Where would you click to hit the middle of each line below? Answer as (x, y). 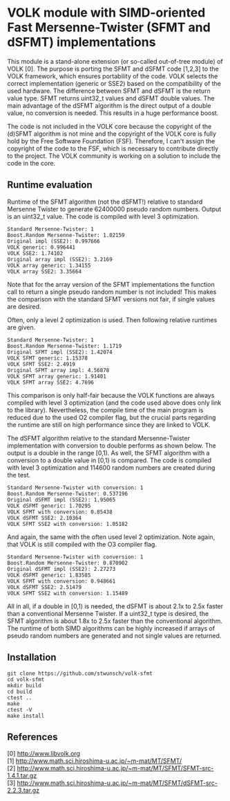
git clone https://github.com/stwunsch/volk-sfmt (80, 674)
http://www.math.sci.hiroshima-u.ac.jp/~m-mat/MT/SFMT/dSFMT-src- (117, 783)
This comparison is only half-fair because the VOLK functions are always (111, 395)
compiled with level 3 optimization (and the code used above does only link (114, 403)
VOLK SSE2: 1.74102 (35, 253)
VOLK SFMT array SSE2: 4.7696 (51, 382)
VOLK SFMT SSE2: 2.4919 (41, 364)
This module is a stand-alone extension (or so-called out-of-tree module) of (115, 61)
